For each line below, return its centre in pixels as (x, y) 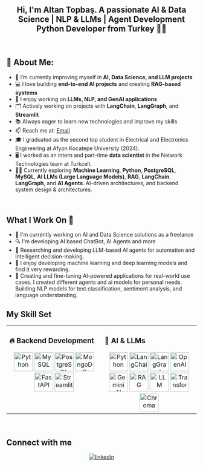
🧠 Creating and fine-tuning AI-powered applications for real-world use (102, 276)
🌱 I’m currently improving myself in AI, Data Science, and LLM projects (104, 77)
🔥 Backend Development (52, 341)
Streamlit (27, 114)
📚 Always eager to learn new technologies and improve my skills (96, 121)
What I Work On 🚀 (40, 220)
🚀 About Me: (30, 63)
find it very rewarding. (43, 269)
